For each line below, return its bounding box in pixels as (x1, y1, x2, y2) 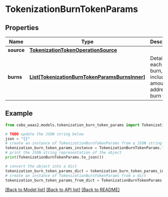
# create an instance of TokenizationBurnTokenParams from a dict (5, 173, 146, 178)
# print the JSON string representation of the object (5, 150, 122, 155)
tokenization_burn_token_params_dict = (5, 168, 88, 173)
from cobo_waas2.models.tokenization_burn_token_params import (5, 122, 140, 127)
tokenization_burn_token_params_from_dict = (5, 177, 99, 183)
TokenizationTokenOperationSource (29, 46, 117, 53)
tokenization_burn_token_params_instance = (5, 145, 97, 150)
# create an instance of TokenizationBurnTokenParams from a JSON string (5, 141, 162, 146)
